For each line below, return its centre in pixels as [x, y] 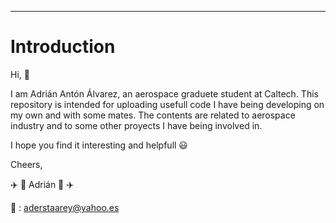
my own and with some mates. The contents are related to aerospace [153, 115]
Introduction [63, 47]
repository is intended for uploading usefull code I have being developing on [167, 104]
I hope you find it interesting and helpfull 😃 [99, 145]
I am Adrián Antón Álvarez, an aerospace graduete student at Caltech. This [164, 93]
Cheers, [26, 164]
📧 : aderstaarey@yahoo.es [65, 207]
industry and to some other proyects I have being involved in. [136, 125]
